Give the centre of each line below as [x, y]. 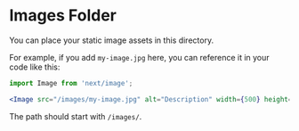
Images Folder [63, 16]
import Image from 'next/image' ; [71, 83]
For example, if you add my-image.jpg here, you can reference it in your [139, 57]
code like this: [35, 67]
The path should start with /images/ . [76, 116]
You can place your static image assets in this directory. [112, 40]
